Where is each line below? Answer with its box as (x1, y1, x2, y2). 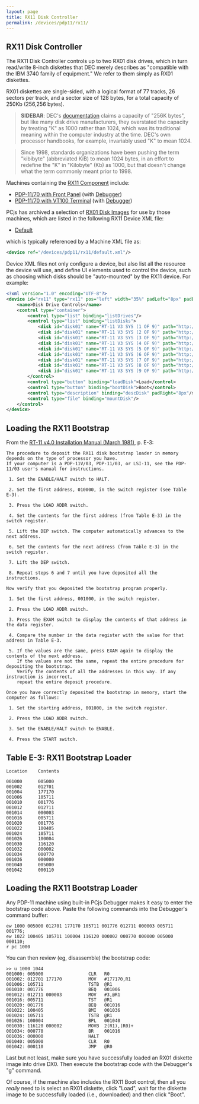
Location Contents (6, 768, 60, 774)
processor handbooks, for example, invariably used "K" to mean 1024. (20, 137, 192, 144)
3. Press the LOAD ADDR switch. (8, 503, 89, 509)
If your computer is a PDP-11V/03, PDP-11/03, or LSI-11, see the (6, 461, 174, 467)
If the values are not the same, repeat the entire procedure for (17, 658, 184, 664)
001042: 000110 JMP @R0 (6, 1043, 113, 1049)
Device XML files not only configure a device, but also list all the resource (6, 260, 185, 267)
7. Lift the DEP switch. (8, 560, 70, 566)
